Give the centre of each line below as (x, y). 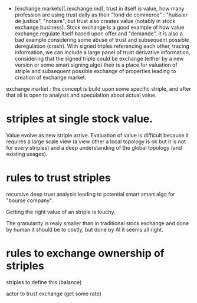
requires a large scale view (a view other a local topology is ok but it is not (96, 141)
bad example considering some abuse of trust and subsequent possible (102, 40)
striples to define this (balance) (44, 282)
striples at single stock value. (80, 119)
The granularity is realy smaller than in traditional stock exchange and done (98, 223)
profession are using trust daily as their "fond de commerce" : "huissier (101, 15)
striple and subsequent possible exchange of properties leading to (95, 71)
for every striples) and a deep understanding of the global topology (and (94, 147)
